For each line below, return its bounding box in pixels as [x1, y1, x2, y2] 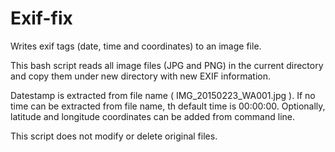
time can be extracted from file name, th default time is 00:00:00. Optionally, [10, 100, 326, 112]
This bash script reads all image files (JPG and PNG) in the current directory [10, 59, 324, 71]
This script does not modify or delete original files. [10, 130, 218, 142]
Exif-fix [10, 7, 73, 30]
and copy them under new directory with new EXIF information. [10, 70, 271, 82]
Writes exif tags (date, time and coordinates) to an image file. [10, 40, 262, 52]
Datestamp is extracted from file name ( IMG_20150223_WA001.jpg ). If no [10, 89, 316, 101]
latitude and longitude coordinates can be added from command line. [10, 110, 295, 122]
